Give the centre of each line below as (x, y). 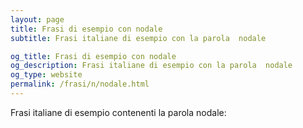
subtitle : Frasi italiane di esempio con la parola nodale (138, 38)
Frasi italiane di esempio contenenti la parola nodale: (118, 112)
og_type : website (46, 75)
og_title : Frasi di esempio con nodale (93, 56)
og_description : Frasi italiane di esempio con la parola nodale (151, 66)
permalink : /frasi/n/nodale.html (80, 84)
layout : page (37, 19)
